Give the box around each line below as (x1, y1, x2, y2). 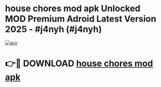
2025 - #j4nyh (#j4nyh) (5, 24, 102, 35)
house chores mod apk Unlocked (5, 3, 141, 14)
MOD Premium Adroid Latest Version (5, 13, 157, 24)
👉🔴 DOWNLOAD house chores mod (5, 58, 153, 69)
